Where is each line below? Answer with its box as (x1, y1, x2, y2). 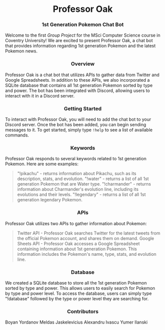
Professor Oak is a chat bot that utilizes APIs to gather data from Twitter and (5, 72, 160, 78)
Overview (70, 60, 95, 67)
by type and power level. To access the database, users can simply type (5, 290, 152, 296)
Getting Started (64, 105, 102, 112)
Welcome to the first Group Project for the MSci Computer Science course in (5, 32, 161, 38)
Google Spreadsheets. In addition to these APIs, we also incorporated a (5, 77, 150, 83)
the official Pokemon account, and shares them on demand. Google (17, 235, 154, 241)
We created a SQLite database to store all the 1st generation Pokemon (5, 280, 147, 285)
